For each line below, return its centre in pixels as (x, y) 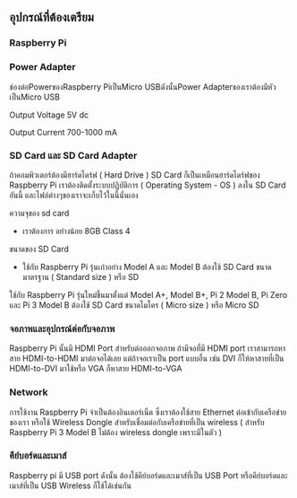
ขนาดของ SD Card (39, 249)
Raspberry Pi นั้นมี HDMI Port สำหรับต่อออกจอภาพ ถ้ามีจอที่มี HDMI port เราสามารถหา (148, 348)
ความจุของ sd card (39, 213)
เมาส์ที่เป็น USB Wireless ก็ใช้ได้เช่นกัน (70, 485)
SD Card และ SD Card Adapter (73, 155)
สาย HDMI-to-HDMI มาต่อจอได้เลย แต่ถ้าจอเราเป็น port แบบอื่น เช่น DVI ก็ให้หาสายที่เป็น (147, 358)
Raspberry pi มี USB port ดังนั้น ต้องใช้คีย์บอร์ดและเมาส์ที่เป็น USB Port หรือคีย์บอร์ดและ (148, 475)
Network (29, 392)
